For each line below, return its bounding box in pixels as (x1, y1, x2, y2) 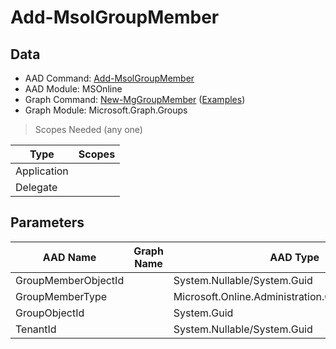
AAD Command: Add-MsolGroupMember (24, 72, 195, 84)
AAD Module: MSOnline (24, 83, 123, 95)
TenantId (15, 322, 57, 336)
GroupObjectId (15, 306, 85, 320)
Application (15, 164, 69, 178)
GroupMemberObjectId (15, 273, 125, 287)
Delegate (15, 181, 58, 194)
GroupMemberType (15, 289, 108, 303)
